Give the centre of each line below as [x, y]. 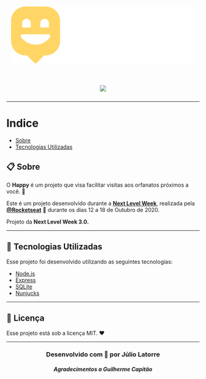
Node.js [25, 273]
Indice [22, 123]
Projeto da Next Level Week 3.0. [48, 222]
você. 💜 [16, 191]
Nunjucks [27, 293]
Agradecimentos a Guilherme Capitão [103, 369]
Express [25, 280]
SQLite [24, 286]
